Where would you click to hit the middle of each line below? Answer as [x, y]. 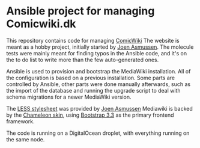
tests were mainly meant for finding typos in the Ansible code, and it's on [97, 53]
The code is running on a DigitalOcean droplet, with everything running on [98, 133]
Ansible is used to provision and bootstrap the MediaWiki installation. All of [98, 71]
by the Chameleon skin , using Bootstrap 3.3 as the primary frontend [90, 115]
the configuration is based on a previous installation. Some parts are [91, 78]
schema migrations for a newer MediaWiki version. [69, 97]
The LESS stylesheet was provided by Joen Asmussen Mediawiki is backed [100, 108]
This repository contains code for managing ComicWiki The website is [93, 40]
